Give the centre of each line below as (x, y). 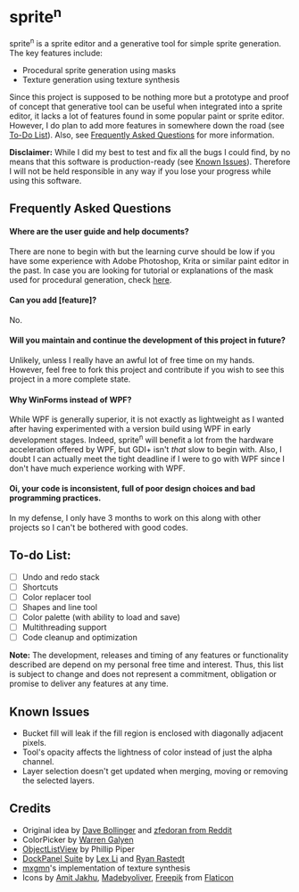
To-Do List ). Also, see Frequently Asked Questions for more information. (142, 135)
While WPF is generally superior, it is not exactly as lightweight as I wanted (146, 419)
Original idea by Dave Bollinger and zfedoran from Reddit (127, 830)
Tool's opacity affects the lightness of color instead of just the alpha (147, 752)
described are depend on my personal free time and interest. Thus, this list (146, 665)
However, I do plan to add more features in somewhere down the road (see (147, 125)
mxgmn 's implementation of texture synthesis (106, 868)
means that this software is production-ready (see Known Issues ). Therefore (150, 161)
